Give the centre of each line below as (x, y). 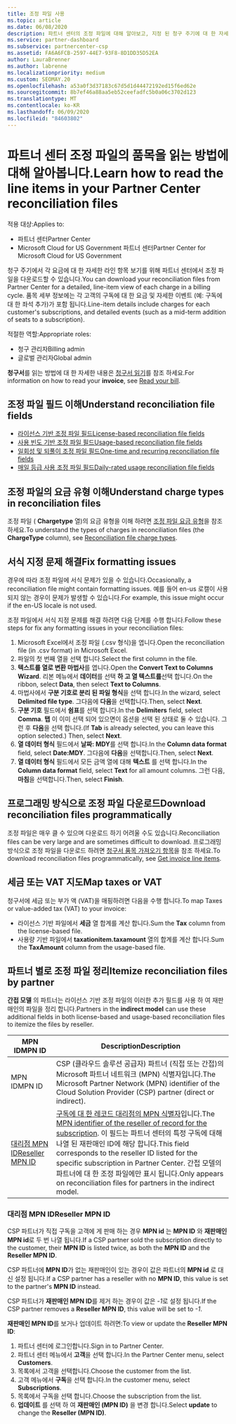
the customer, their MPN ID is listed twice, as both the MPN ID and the (109, 1247)
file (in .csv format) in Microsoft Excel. (72, 650)
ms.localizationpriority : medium (56, 73)
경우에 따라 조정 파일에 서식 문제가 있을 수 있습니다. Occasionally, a (99, 580)
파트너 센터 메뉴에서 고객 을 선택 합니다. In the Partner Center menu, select (121, 1354)
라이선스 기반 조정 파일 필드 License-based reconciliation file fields (111, 434)
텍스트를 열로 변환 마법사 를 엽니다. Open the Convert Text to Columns (115, 667)
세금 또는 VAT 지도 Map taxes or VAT (85, 882)
